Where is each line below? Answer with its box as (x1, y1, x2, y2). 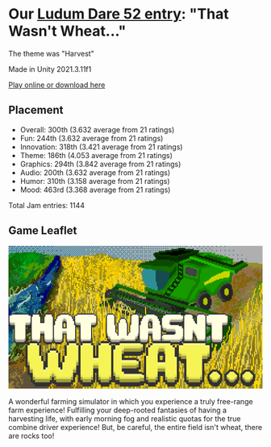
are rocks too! (8, 431, 55, 441)
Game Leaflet (8, 223, 77, 238)
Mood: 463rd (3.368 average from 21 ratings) (19, 185, 171, 194)
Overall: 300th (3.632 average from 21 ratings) (19, 124, 175, 134)
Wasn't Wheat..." (8, 22, 127, 40)
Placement (8, 103, 64, 117)
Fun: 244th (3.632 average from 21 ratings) (19, 133, 164, 143)
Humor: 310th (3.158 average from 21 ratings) (19, 176, 171, 186)
